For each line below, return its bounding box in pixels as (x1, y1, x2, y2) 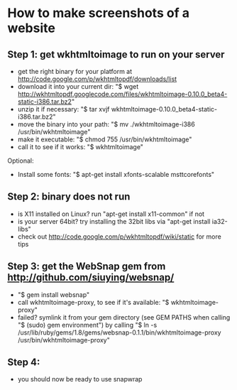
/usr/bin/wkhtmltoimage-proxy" (17, 335, 110, 344)
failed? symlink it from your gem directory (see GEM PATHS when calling (17, 313, 231, 321)
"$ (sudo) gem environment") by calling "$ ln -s (17, 320, 158, 329)
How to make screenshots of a (7, 5, 190, 21)
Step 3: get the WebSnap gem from (7, 261, 166, 273)
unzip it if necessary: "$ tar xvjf (17, 105, 110, 113)
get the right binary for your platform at (17, 67, 133, 75)
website (7, 20, 55, 36)
